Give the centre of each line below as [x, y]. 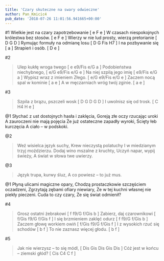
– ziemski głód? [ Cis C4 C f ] [46, 253]
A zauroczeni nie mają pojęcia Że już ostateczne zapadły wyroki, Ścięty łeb [81, 121]
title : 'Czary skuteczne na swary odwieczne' [52, 10]
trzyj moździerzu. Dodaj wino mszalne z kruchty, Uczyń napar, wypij [86, 151]
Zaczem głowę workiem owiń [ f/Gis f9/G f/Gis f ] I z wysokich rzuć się [88, 224]
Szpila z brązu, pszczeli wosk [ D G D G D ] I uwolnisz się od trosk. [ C [88, 102]
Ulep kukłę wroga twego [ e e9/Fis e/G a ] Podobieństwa [74, 67]
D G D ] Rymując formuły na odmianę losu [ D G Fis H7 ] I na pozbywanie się [82, 43]
